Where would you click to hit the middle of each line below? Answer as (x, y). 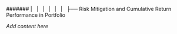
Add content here (27, 26)
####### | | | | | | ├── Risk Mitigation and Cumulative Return (89, 9)
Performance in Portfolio (36, 15)
